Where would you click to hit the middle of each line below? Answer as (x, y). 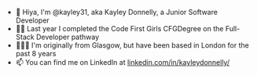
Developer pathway (68, 37)
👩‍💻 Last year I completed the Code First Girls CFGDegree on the (119, 29)
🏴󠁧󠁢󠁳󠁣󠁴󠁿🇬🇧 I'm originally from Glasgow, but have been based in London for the (132, 45)
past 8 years (36, 54)
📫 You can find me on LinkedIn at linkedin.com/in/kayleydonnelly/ (123, 62)
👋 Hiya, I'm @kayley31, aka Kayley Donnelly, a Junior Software (117, 12)
